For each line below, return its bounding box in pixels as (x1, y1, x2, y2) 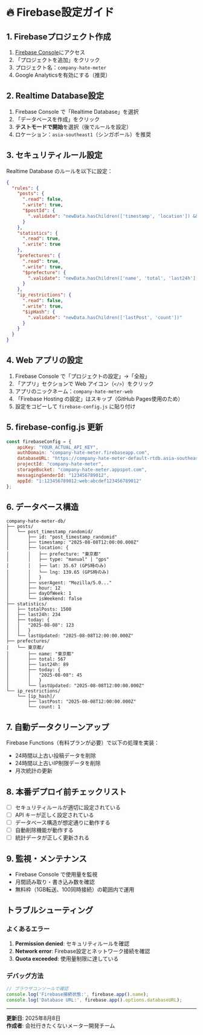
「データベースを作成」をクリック (14, 116, 100, 123)
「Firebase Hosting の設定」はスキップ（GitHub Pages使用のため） (14, 395, 184, 402)
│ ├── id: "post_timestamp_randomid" (6, 534, 118, 540)
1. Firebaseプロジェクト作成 (6, 31, 111, 42)
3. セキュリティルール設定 (6, 150, 103, 160)
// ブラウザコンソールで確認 (6, 986, 69, 992)
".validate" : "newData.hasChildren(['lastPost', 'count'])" (28, 314, 182, 321)
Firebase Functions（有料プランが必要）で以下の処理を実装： (6, 739, 160, 746)
